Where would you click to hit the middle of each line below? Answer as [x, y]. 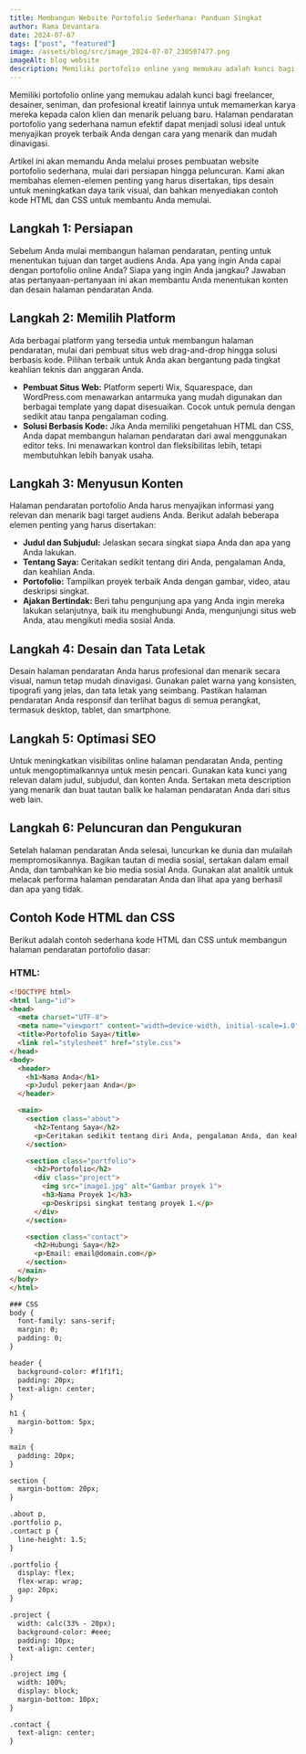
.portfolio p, [36, 1523]
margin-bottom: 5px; [56, 1422]
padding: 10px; [46, 1641]
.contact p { [34, 1531]
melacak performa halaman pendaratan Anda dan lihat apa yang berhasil [146, 879]
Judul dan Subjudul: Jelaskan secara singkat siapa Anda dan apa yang [157, 543]
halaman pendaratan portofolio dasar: [80, 949]
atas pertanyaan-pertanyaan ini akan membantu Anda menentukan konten [149, 280]
